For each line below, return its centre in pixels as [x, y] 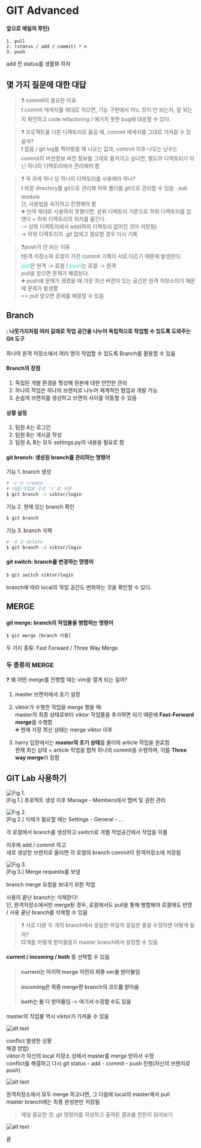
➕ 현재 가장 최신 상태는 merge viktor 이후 [64, 729]
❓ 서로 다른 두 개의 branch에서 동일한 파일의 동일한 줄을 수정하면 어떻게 [105, 925]
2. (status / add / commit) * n [46, 47]
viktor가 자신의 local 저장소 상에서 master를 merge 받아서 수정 [80, 1056]
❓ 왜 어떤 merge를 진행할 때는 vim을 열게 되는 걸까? [67, 679]
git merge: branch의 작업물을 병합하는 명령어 [60, 623]
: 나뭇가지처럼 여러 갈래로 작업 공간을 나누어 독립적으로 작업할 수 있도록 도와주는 [98, 331]
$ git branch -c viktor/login [44, 495]
